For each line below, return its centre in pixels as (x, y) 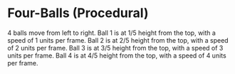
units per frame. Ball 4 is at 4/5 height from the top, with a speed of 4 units (117, 55)
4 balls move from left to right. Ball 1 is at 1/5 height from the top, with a (111, 33)
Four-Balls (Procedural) (78, 13)
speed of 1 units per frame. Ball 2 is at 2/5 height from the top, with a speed (118, 40)
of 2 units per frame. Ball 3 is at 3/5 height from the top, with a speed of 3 (115, 48)
